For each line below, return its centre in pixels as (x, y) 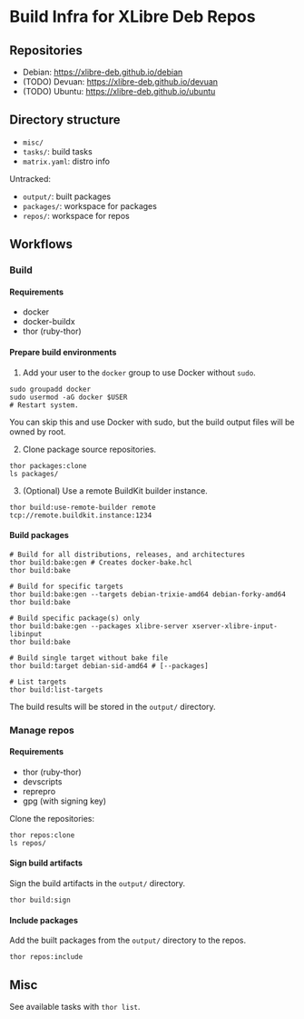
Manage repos (42, 730)
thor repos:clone (42, 835)
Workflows (41, 244)
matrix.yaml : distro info (66, 161)
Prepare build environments (63, 352)
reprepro (39, 791)
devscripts (42, 781)
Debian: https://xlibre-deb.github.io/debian (103, 72)
